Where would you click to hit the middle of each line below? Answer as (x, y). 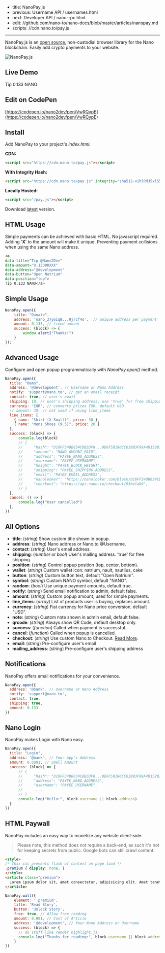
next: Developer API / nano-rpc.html (49, 17)
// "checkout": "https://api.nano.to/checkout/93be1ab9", (83, 484)
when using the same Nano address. (42, 247)
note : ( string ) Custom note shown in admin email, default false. (76, 617)
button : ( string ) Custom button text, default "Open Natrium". (73, 575)
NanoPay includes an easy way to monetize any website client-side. (74, 835)
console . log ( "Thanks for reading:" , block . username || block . (83, 937)
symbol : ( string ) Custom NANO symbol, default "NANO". (70, 580)
